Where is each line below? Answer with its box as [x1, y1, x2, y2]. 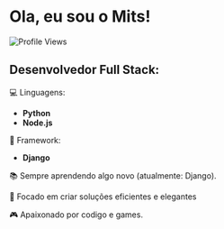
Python [22, 107, 51, 118]
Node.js [22, 117, 53, 128]
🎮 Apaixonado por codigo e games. [9, 209, 144, 220]
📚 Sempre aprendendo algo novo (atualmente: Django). [9, 169, 218, 181]
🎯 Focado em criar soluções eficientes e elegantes [9, 191, 197, 202]
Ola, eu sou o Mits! [9, 6, 151, 27]
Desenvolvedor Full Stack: [9, 62, 160, 78]
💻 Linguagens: [9, 87, 66, 97]
